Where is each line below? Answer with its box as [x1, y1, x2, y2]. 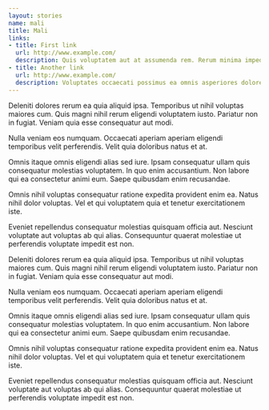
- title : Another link [8, 64, 84, 72]
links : [8, 34, 30, 42]
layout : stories [8, 11, 62, 20]
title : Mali [8, 26, 48, 34]
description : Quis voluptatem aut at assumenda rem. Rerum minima [15, 57, 242, 65]
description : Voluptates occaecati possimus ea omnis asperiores [15, 78, 239, 86]
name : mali [8, 19, 45, 27]
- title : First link [8, 42, 78, 50]
